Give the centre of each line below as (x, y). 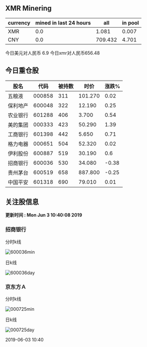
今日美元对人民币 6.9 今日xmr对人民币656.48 (53, 53)
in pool (130, 22)
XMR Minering (28, 8)
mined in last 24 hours (63, 22)
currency (19, 22)
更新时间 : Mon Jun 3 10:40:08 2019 (44, 215)
